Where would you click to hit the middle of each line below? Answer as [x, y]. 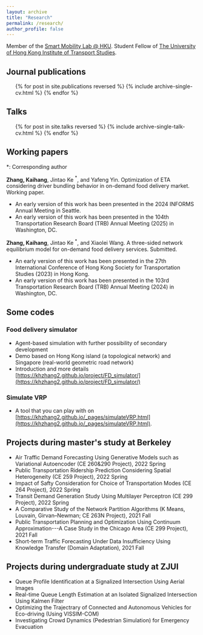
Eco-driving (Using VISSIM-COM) [57, 614]
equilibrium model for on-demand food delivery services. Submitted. [92, 249]
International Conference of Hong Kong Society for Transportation [98, 267]
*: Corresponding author [37, 166]
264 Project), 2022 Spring [48, 489]
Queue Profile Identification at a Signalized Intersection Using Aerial [100, 582]
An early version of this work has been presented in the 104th [92, 217]
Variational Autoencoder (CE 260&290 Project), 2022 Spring [90, 464]
